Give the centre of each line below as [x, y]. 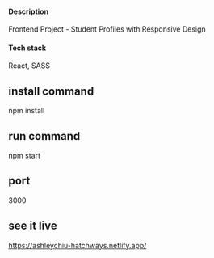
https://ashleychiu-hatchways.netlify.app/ [78, 245]
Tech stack [27, 48]
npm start [25, 156]
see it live [33, 226]
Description [29, 11]
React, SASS [29, 66]
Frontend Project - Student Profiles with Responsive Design [107, 29]
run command [44, 136]
